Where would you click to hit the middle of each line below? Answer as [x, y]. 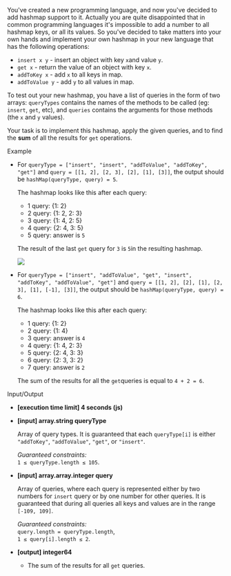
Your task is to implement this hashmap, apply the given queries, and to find [115, 131]
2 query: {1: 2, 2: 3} [55, 213]
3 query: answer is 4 [56, 338]
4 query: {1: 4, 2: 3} [55, 345]
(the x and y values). [36, 117]
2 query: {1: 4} [48, 331]
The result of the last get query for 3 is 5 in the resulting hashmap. [110, 248]
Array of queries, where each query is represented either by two [109, 489]
